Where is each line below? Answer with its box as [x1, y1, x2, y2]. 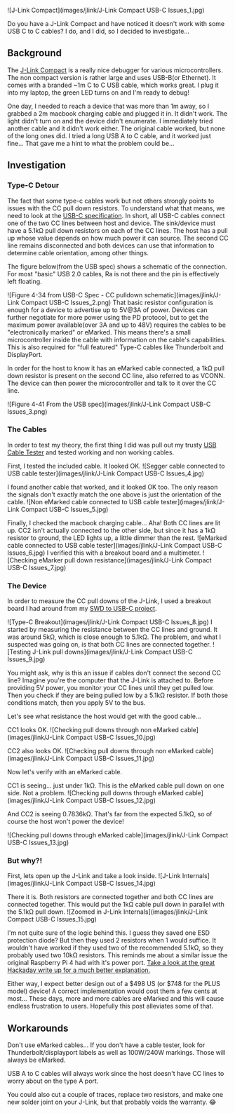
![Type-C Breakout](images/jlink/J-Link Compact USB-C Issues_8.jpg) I [7, 618, 213, 626]
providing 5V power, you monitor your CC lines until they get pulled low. [7, 684, 215, 692]
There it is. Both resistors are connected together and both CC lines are [7, 893, 214, 901]
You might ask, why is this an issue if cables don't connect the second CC [7, 669, 221, 677]
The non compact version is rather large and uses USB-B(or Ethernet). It [7, 73, 216, 81]
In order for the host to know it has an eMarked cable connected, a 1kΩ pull [7, 364, 224, 372]
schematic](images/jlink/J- [144, 290, 222, 299]
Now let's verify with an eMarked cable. [7, 768, 123, 776]
